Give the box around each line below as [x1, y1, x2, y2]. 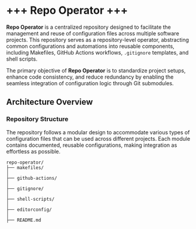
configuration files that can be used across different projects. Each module [6, 135, 191, 142]
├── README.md [6, 217, 42, 223]
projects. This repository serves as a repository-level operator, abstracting [6, 36, 189, 43]
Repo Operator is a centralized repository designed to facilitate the [6, 23, 171, 31]
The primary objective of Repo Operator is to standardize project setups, [6, 67, 186, 74]
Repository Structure [6, 115, 69, 123]
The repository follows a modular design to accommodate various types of [6, 128, 190, 135]
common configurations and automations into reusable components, [6, 43, 174, 50]
